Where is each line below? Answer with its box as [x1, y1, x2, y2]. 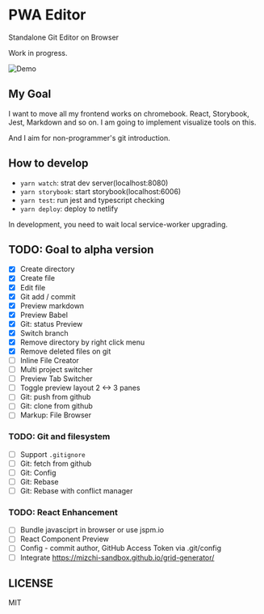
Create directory [19, 265, 75, 274]
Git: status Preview [19, 319, 83, 328]
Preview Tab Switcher [19, 374, 93, 383]
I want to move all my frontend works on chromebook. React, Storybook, [8, 108, 250, 118]
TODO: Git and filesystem [8, 431, 111, 443]
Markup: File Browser [19, 410, 92, 420]
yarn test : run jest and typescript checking [19, 195, 166, 205]
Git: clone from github [19, 401, 93, 411]
